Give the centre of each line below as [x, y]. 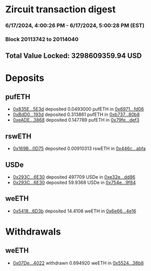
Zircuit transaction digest [61, 9]
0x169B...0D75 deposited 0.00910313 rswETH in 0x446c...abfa [79, 149]
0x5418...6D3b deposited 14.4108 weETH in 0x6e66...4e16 [74, 211]
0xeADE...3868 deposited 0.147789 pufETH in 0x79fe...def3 [76, 120]
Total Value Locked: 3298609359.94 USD [74, 56]
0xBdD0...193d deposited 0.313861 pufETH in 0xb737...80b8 [76, 114]
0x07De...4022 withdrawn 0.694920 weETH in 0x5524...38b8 [78, 263]
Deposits [25, 78]
